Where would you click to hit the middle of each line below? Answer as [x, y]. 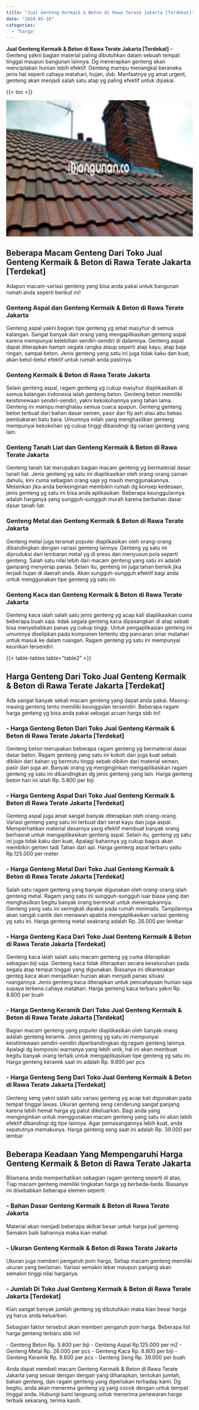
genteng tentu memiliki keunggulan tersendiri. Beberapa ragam [102, 706]
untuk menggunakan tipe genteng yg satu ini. [61, 579]
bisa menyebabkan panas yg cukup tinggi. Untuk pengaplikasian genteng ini [99, 628]
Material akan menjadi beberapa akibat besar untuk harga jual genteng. [93, 1226]
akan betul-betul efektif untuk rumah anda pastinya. [69, 359]
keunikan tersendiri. [30, 647]
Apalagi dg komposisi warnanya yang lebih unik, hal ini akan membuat [92, 1049]
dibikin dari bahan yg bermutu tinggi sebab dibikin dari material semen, [93, 761]
